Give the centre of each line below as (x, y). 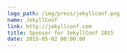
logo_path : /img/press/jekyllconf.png (63, 13)
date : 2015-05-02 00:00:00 (46, 39)
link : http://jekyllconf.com (50, 26)
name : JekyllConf (32, 20)
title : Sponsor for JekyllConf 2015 (60, 33)
